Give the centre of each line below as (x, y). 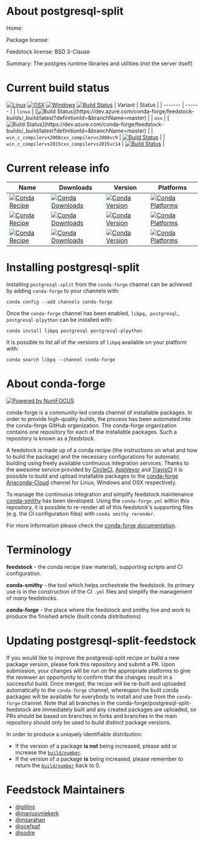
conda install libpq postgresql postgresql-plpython (74, 331)
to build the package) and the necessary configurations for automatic (93, 456)
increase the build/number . (49, 752)
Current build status (58, 88)
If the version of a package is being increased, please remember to (99, 759)
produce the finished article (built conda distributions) (74, 616)
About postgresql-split (65, 11)
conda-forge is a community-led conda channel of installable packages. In (99, 412)
